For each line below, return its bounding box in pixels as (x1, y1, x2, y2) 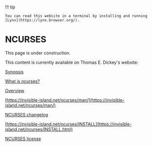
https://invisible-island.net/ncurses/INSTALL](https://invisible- (6, 121, 132, 127)
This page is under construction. (5, 50, 71, 55)
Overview (5, 88, 24, 93)
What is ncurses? (5, 78, 40, 84)
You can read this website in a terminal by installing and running (5, 14, 148, 18)
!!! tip (5, 4, 16, 10)
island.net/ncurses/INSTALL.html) (5, 126, 73, 132)
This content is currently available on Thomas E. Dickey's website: (5, 59, 138, 65)
